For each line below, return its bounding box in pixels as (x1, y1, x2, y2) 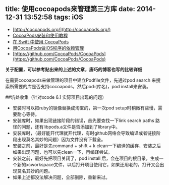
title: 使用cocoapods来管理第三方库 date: (5, 5, 135, 14)
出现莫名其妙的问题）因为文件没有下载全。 (17, 136, 106, 142)
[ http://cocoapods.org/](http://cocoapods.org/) (12, 26, 111, 32)
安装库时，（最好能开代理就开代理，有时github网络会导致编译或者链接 (12, 130, 156, 136)
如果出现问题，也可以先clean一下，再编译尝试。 (12, 149, 112, 155)
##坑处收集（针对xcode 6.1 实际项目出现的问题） (5, 94, 107, 100)
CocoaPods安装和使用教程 (12, 32, 68, 38)
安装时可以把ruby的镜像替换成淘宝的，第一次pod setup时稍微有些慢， (12, 105, 158, 111)
